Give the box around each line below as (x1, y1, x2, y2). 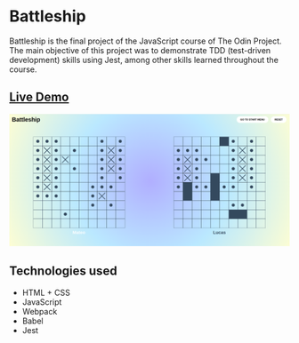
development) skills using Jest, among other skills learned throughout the (9, 54, 279, 65)
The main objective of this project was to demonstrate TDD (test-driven (9, 44, 271, 55)
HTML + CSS (21, 287, 71, 298)
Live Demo (9, 90, 69, 105)
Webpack (21, 306, 58, 316)
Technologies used (9, 264, 117, 279)
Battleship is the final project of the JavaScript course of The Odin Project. (9, 36, 282, 46)
